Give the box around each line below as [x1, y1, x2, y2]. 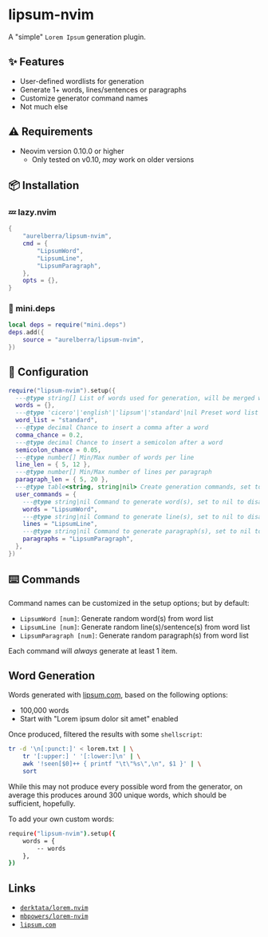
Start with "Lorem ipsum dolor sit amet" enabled [19, 714, 179, 724]
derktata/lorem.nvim [19, 904, 89, 912]
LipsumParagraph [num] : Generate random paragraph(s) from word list [19, 631, 249, 640]
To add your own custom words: [8, 814, 114, 824]
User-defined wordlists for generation [19, 76, 144, 85]
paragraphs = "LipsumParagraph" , [22, 535, 134, 544]
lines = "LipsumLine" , [22, 520, 98, 528]
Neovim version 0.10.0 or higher [19, 146, 124, 156]
